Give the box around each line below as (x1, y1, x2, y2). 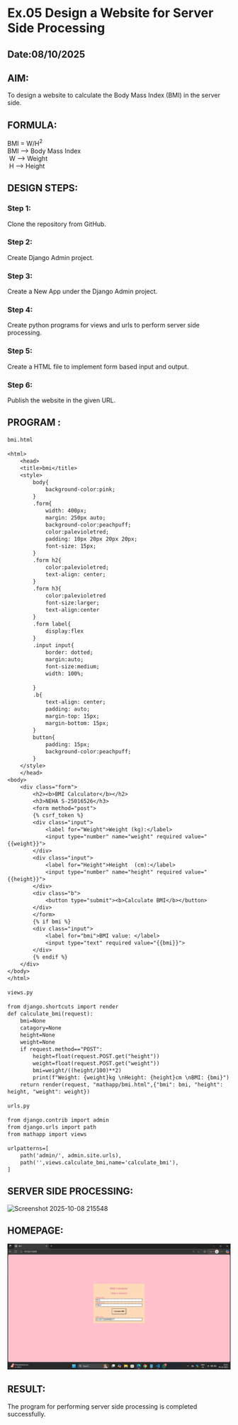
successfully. (7, 1409, 46, 1418)
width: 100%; (45, 670, 84, 677)
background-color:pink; (45, 485, 115, 493)
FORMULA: (7, 119, 57, 131)
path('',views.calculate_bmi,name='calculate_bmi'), (20, 1159, 179, 1166)
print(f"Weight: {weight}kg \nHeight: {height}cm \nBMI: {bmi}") (33, 1074, 230, 1081)
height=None (20, 1031, 55, 1039)
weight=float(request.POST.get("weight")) (33, 1059, 160, 1067)
